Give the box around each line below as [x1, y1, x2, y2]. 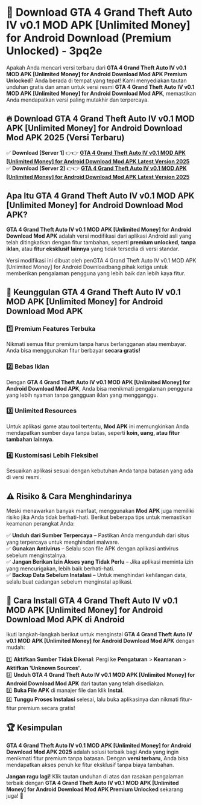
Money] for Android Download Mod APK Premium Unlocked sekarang [6, 786, 183, 793]
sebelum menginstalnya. [6, 552, 68, 559]
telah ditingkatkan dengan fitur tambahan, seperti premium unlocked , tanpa [6, 238, 196, 246]
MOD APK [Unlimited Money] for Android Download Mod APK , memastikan [6, 90, 197, 97]
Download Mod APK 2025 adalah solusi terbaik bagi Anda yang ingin [6, 748, 179, 755]
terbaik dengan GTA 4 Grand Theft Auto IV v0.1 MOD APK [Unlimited [6, 779, 179, 786]
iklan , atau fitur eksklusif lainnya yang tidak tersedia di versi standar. [6, 245, 180, 252]
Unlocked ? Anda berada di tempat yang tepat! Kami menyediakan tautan [6, 77, 187, 84]
